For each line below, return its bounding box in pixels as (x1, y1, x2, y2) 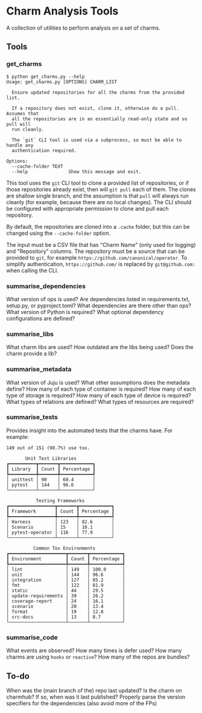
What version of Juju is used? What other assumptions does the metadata (6, 379, 190, 386)
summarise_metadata (6, 365, 72, 374)
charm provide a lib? (6, 350, 57, 357)
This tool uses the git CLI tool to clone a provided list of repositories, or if (6, 179, 189, 187)
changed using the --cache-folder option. (6, 229, 111, 237)
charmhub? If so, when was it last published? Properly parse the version (6, 693, 186, 700)
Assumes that (6, 110, 39, 117)
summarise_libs (6, 330, 54, 338)
